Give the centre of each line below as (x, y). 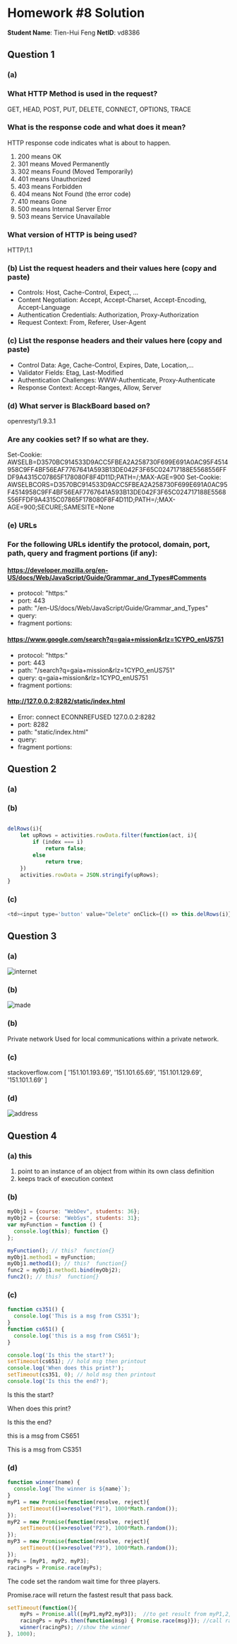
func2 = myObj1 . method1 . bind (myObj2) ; (64, 1270)
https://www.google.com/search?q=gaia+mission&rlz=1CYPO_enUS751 (116, 639)
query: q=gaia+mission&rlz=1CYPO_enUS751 (83, 677)
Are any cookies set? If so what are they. (78, 439)
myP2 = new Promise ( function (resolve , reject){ (79, 1522)
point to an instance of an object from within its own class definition (116, 1171)
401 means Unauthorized (54, 179)
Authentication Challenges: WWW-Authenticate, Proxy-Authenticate (116, 380)
